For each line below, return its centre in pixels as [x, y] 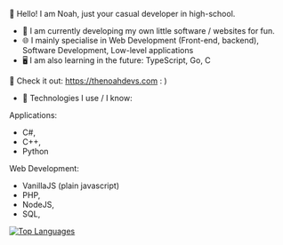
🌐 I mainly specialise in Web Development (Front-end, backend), [141, 40]
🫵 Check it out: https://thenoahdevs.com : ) [88, 81]
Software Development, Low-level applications [108, 50]
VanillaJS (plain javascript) [71, 186]
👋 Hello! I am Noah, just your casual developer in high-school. [122, 14]
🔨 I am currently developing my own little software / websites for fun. [149, 31]
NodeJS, [38, 205]
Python [35, 151]
